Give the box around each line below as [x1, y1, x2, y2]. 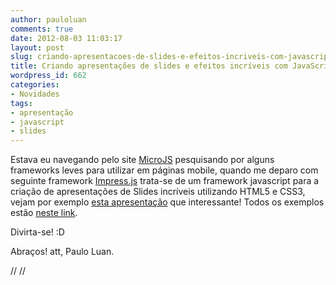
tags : [10, 98, 33, 108]
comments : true [10, 24, 74, 34]
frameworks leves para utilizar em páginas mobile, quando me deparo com [10, 164, 319, 176]
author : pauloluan [10, 14, 87, 25]
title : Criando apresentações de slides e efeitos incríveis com [10, 61, 288, 71]
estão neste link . [10, 207, 78, 219]
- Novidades [10, 89, 60, 99]
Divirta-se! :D [10, 226, 65, 238]
